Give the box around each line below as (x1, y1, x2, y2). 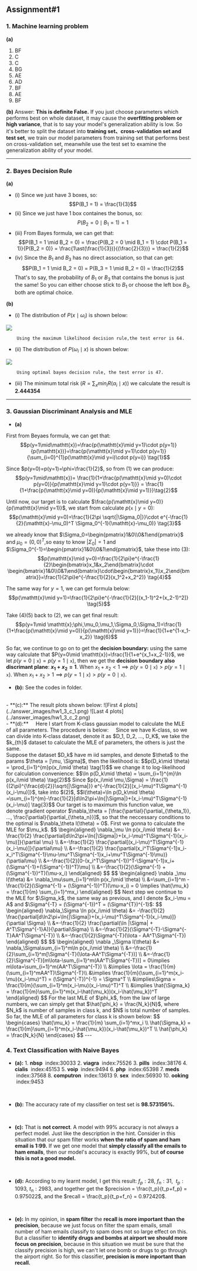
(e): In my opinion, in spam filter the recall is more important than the (14, 1215, 185, 1222)
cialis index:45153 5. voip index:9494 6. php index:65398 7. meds (14, 1066, 180, 1073)
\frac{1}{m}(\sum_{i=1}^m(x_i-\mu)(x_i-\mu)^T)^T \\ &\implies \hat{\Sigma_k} (6, 981, 191, 988)
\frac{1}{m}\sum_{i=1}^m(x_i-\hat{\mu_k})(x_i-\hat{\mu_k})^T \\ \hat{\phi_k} (6, 1025, 188, 1032)
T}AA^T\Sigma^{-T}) (6, 932, 56, 939)
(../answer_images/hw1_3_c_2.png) (6, 713, 91, 721)
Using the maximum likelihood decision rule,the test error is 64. (16, 335, 185, 341)
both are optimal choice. (14, 289, 74, 296)
